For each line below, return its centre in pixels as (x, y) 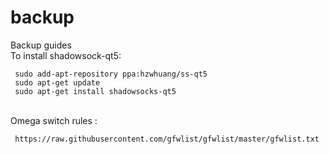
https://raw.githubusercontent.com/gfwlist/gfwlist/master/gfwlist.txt (167, 139)
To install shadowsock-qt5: (66, 55)
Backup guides (41, 45)
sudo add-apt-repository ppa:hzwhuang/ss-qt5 (111, 74)
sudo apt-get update (57, 82)
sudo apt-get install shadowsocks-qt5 (95, 91)
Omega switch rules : (54, 120)
